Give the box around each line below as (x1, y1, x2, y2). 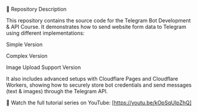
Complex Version (6, 52, 48, 59)
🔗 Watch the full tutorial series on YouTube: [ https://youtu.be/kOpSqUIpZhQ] (6, 99, 192, 106)
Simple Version (6, 41, 43, 48)
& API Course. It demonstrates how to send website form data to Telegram (6, 24, 187, 30)
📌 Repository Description (6, 6, 67, 12)
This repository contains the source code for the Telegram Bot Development (6, 17, 191, 24)
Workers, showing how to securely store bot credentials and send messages (6, 81, 192, 88)
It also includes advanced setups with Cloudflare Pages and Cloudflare (6, 75, 179, 82)
